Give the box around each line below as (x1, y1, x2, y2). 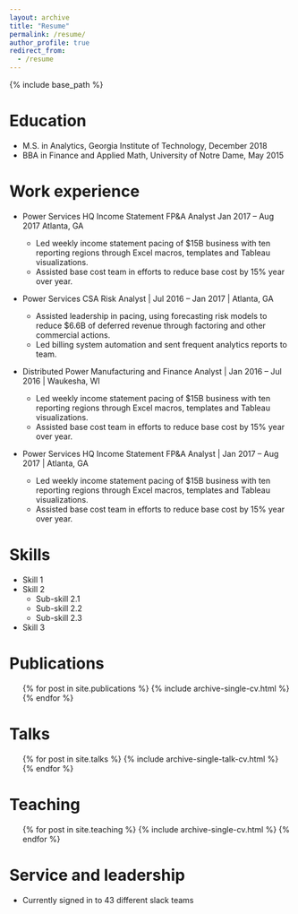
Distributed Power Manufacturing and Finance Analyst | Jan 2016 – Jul (21, 366, 282, 376)
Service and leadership (9, 865, 185, 885)
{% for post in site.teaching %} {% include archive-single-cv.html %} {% (21, 823, 291, 834)
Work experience (9, 181, 140, 202)
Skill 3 (21, 622, 46, 633)
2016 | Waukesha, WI (21, 375, 100, 386)
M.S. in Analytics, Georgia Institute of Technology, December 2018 (21, 140, 268, 151)
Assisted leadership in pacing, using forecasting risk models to (35, 310, 268, 321)
